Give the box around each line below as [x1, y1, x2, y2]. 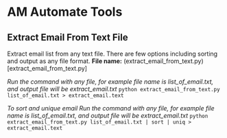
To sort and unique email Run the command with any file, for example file [7, 104, 215, 112]
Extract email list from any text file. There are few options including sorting [7, 49, 218, 58]
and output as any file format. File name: [7, 57, 122, 65]
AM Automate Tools [7, 4, 123, 20]
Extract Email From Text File [7, 32, 128, 43]
